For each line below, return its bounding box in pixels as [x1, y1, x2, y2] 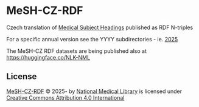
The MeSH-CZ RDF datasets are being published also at [6, 47, 147, 55]
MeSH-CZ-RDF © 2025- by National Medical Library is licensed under [6, 88, 183, 95]
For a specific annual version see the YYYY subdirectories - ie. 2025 [6, 35, 178, 43]
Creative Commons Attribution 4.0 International [6, 94, 125, 101]
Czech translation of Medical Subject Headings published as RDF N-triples [6, 24, 194, 31]
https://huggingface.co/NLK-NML [6, 53, 90, 61]
